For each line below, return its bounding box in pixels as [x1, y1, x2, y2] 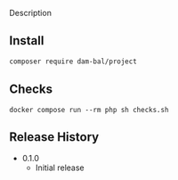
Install [9, 33, 44, 48]
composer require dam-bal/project [9, 57, 138, 66]
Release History [9, 129, 100, 144]
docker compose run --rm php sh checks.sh [9, 105, 169, 114]
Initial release [35, 162, 85, 173]
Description [9, 8, 52, 18]
